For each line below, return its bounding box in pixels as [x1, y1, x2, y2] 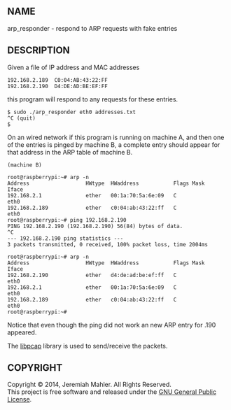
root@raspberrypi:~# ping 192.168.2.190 [7, 216, 127, 223]
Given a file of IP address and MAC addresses [7, 63, 140, 71]
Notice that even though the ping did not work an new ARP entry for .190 [7, 320, 216, 329]
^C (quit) [7, 115, 36, 122]
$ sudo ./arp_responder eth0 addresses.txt [7, 108, 136, 115]
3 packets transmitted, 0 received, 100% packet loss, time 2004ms [7, 241, 209, 248]
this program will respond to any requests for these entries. [7, 94, 178, 104]
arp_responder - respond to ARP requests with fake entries [7, 24, 178, 32]
